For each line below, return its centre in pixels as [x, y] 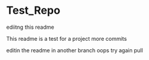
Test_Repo [33, 10]
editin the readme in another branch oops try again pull [75, 50]
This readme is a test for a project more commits [67, 38]
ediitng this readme [30, 27]
